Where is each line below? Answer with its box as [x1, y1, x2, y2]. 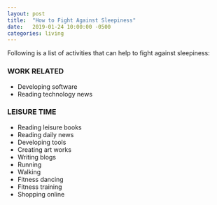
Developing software [17, 82, 78, 91]
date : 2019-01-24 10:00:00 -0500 [7, 23, 111, 30]
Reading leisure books [17, 123, 82, 132]
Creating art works [17, 145, 72, 154]
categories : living [7, 29, 64, 37]
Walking [17, 167, 41, 176]
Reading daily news [17, 130, 74, 139]
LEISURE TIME [7, 107, 57, 117]
